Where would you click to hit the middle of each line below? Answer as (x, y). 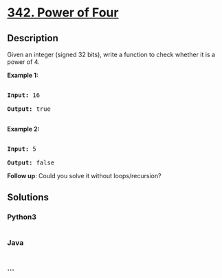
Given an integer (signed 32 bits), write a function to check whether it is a (111, 54)
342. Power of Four (63, 13)
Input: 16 (23, 95)
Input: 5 (22, 149)
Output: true (29, 109)
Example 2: (23, 129)
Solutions (28, 197)
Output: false (31, 163)
